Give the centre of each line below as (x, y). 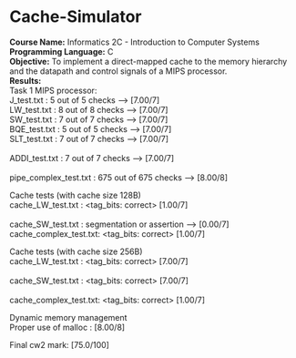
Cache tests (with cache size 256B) (76, 251)
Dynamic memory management (68, 317)
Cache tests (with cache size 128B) (75, 195)
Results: (26, 80)
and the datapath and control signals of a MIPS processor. (118, 71)
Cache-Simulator (76, 17)
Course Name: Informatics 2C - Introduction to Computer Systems (134, 42)
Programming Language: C (61, 51)
